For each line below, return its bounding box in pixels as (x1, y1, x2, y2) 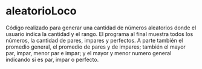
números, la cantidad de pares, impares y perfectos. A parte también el (5, 37, 183, 44)
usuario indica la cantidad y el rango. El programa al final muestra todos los (5, 30, 194, 37)
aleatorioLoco (5, 4, 77, 18)
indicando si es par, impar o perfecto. (5, 56, 99, 63)
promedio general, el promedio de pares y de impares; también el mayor (5, 43, 186, 50)
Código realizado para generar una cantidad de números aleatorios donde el (5, 24, 197, 31)
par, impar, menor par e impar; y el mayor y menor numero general (5, 49, 172, 56)
